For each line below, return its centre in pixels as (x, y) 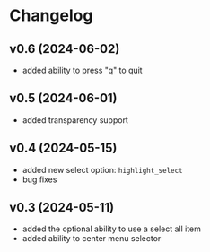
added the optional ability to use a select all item (112, 229)
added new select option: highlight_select (102, 169)
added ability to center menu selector (92, 239)
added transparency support (75, 120)
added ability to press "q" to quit (82, 70)
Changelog (51, 16)
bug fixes (39, 179)
